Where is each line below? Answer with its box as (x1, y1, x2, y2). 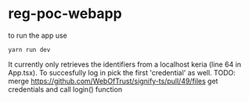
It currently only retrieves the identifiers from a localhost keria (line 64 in (8, 60, 241, 69)
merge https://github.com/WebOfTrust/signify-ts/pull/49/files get (8, 76, 218, 86)
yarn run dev (8, 46, 51, 53)
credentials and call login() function (8, 84, 123, 94)
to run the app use (8, 31, 68, 40)
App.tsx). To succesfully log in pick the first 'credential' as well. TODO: (8, 67, 236, 77)
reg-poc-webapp (8, 5, 123, 23)
